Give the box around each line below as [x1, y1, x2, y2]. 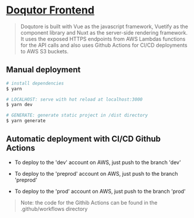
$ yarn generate [6, 118, 46, 124]
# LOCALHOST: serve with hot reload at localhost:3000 [6, 96, 143, 103]
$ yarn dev [6, 102, 33, 108]
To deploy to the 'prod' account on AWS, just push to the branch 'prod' [14, 188, 186, 195]
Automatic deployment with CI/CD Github [6, 134, 161, 144]
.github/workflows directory [20, 205, 88, 212]
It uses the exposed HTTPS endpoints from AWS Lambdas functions [20, 35, 186, 42]
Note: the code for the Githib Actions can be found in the [20, 199, 158, 206]
